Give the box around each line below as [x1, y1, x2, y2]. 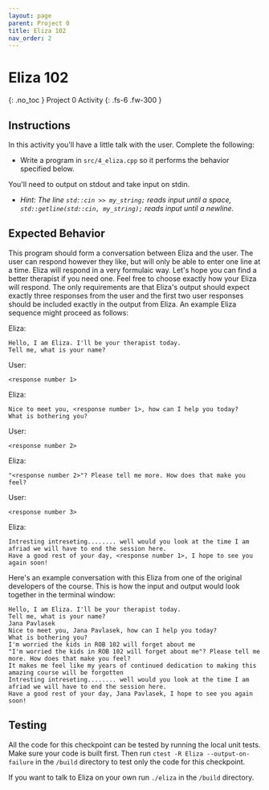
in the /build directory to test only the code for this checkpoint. [35, 756, 246, 767]
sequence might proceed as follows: [8, 307, 128, 317]
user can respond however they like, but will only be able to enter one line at [8, 256, 261, 266]
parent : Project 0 [8, 19, 70, 27]
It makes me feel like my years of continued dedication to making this [8, 662, 257, 670]
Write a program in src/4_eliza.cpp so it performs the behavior [19, 156, 230, 165]
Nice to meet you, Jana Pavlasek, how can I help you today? [8, 626, 218, 634]
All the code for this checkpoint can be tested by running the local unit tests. [8, 739, 261, 749]
